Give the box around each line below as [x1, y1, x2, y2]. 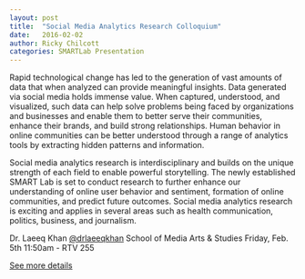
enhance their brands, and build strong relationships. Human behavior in [9, 120, 280, 132]
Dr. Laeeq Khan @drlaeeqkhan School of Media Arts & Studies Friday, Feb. [9, 233, 289, 244]
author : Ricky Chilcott [9, 38, 100, 48]
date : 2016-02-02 [9, 30, 84, 39]
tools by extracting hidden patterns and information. [9, 140, 205, 151]
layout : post [9, 13, 59, 23]
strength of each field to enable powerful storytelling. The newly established [9, 167, 296, 178]
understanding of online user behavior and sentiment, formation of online [9, 186, 284, 197]
